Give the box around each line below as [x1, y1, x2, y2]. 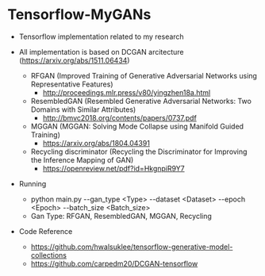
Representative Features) [30, 79, 113, 89]
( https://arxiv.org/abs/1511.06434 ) [18, 56, 130, 65]
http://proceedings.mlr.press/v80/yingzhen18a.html [42, 87, 211, 97]
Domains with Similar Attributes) [30, 105, 136, 114]
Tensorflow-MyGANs [7, 6, 152, 24]
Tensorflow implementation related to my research [18, 32, 184, 41]
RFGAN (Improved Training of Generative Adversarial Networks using [30, 71, 257, 80]
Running [18, 178, 47, 188]
